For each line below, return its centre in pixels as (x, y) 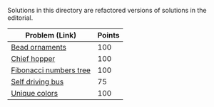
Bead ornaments (39, 47)
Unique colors (35, 93)
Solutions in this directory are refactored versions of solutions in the (107, 10)
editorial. (20, 18)
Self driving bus (37, 82)
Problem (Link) (51, 35)
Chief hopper (33, 58)
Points (108, 35)
